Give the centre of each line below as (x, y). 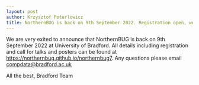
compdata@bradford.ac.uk (39, 64)
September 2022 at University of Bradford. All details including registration (97, 45)
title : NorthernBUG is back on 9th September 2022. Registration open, (96, 22)
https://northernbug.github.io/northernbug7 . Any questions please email (94, 58)
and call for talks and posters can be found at (62, 52)
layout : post (22, 12)
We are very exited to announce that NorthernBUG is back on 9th (86, 40)
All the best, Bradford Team (39, 76)
